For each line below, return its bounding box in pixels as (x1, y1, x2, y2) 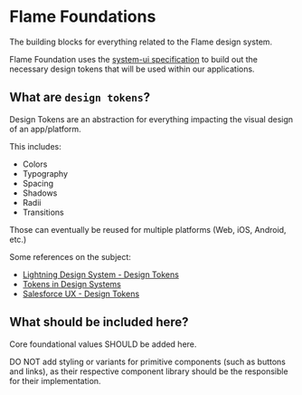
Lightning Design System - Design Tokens (22, 269, 179, 280)
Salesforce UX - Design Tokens (22, 288, 140, 299)
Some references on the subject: (9, 251, 131, 262)
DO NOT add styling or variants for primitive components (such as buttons (9, 356, 287, 367)
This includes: (9, 140, 61, 151)
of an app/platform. (9, 123, 81, 134)
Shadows (22, 188, 58, 198)
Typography (22, 168, 69, 178)
